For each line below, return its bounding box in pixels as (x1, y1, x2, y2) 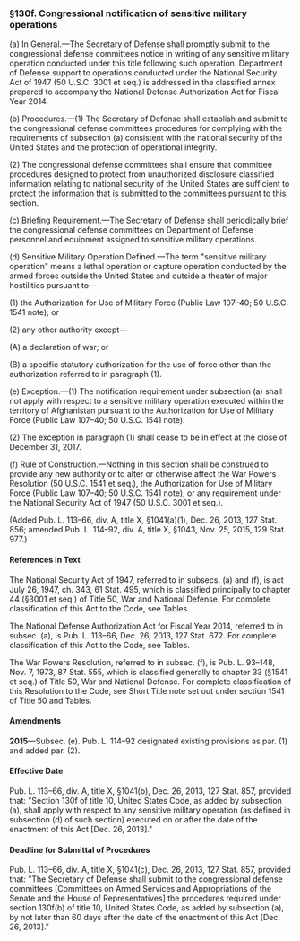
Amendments (9, 716, 61, 726)
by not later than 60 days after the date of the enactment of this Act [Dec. (9, 912, 280, 923)
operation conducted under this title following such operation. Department (9, 57, 284, 69)
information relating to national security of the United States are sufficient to (9, 179, 290, 189)
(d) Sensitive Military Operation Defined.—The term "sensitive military (9, 251, 267, 262)
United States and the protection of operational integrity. (9, 142, 218, 153)
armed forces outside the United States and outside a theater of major (9, 270, 268, 281)
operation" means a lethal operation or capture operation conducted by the (9, 261, 287, 272)
